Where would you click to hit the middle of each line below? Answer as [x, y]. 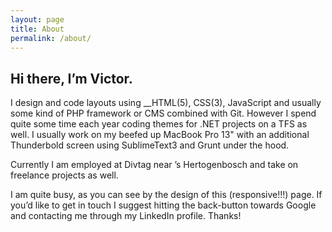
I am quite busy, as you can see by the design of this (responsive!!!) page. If [166, 195]
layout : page [37, 19]
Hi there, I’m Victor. [71, 78]
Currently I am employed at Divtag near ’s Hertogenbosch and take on [154, 165]
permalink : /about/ [51, 38]
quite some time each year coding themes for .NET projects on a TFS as [159, 124]
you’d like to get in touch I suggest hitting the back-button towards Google [163, 205]
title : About [37, 29]
